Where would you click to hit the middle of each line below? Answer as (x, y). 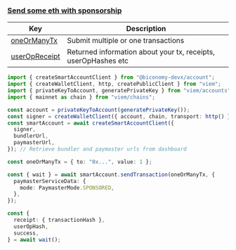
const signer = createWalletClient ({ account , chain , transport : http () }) (120, 116)
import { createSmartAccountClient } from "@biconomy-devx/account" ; (111, 77)
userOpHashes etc (98, 61)
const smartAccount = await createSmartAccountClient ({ (91, 123)
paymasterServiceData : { (50, 181)
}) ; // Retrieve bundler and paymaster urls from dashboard (97, 149)
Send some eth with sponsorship (65, 11)
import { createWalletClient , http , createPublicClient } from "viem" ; (114, 84)
